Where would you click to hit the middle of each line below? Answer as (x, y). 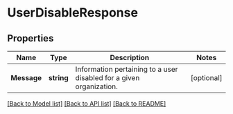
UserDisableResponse (73, 13)
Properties (31, 38)
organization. (96, 86)
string (59, 78)
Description (130, 58)
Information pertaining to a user (127, 69)
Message (26, 78)
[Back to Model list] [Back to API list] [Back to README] (87, 104)
